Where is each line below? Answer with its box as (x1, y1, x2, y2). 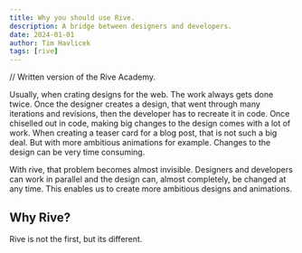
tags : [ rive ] (9, 47, 59, 56)
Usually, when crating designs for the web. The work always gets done (9, 89, 274, 100)
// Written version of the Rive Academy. (9, 71, 156, 82)
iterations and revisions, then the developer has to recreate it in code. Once (9, 108, 290, 119)
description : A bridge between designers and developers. (9, 22, 232, 31)
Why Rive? (9, 210, 71, 225)
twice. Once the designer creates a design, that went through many (9, 98, 260, 109)
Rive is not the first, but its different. (9, 233, 143, 244)
